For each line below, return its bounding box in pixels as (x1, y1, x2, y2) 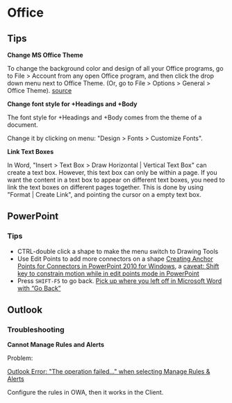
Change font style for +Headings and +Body (7, 100, 138, 108)
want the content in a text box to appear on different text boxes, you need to (7, 175, 226, 184)
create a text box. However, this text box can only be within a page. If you (7, 169, 217, 176)
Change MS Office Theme (7, 51, 83, 59)
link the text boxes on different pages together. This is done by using (7, 183, 204, 191)
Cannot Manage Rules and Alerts (7, 341, 105, 349)
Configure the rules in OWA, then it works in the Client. (7, 388, 164, 397)
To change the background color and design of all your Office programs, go (7, 65, 224, 72)
